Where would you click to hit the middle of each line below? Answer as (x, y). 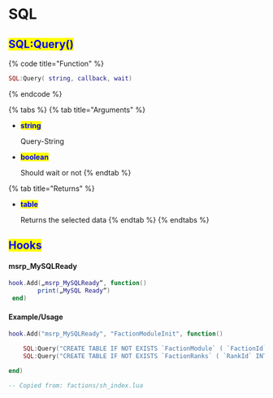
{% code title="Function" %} (56, 63)
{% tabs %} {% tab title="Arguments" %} (77, 110)
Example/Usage (36, 317)
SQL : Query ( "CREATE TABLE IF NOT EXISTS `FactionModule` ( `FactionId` (145, 349)
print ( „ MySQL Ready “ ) (74, 291)
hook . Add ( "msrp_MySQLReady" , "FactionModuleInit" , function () (116, 334)
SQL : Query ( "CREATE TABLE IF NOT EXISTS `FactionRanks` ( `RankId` (138, 357)
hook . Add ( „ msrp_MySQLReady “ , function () (78, 283)
